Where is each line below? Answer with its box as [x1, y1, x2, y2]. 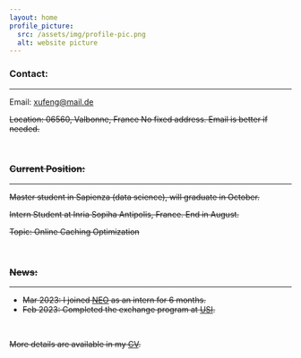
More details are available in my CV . [9, 339, 142, 350]
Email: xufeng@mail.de [9, 96, 94, 107]
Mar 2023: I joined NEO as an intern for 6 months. [21, 294, 206, 305]
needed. [9, 123, 40, 134]
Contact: [9, 68, 48, 81]
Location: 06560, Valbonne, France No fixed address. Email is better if [9, 114, 269, 124]
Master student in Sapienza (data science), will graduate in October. [9, 192, 260, 202]
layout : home [9, 13, 58, 22]
